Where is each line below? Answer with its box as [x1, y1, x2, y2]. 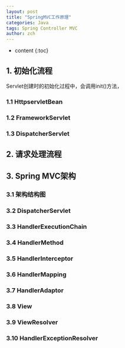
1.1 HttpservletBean [6, 97, 63, 106]
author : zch [6, 31, 35, 37]
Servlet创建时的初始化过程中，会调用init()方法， [6, 82, 123, 90]
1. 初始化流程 [6, 66, 53, 76]
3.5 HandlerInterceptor [6, 254, 74, 263]
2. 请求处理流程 [6, 149, 62, 159]
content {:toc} [14, 47, 49, 54]
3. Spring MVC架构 [6, 171, 77, 181]
